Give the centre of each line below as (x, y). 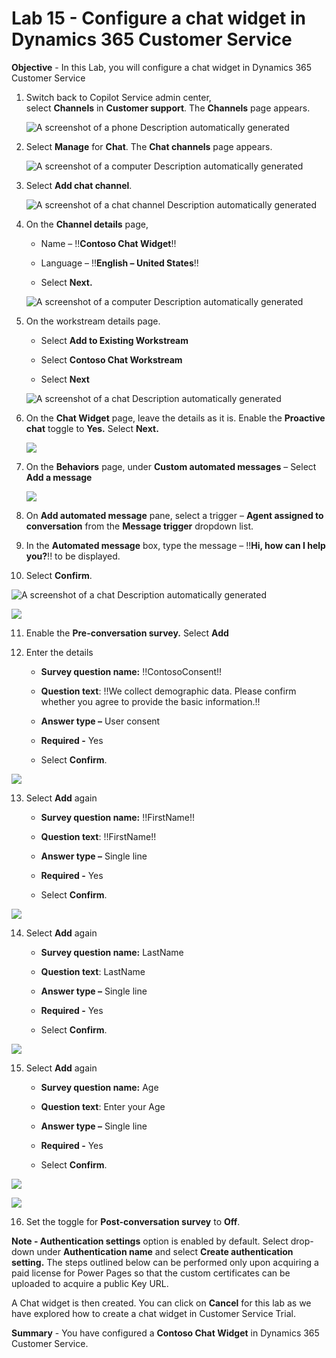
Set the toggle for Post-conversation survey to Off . (133, 1221)
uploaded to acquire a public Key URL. (90, 1283)
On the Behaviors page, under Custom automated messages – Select (171, 466)
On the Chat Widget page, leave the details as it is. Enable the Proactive (175, 418)
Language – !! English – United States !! (119, 263)
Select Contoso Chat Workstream (111, 359)
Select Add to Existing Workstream (114, 340)
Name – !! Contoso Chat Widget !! (108, 243)
